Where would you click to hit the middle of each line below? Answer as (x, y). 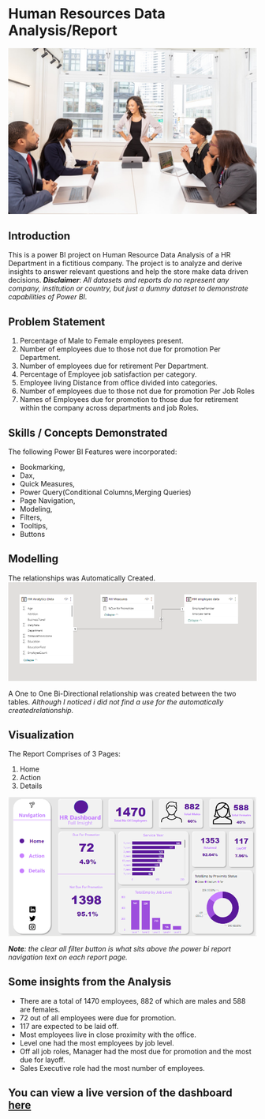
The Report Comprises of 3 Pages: (64, 754)
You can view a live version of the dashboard (120, 1093)
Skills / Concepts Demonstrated (88, 432)
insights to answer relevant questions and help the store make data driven (128, 272)
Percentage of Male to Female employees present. (101, 341)
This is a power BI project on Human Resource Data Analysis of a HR (119, 255)
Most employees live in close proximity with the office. (108, 1035)
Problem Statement (57, 322)
